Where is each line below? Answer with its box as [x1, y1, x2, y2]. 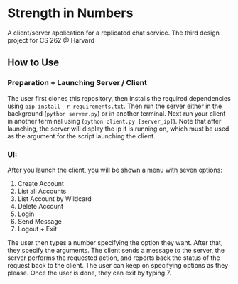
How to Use [7, 57, 60, 69]
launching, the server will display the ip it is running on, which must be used [7, 124, 229, 133]
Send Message [17, 217, 62, 225]
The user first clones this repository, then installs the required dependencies [7, 94, 231, 102]
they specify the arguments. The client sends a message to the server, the [7, 246, 225, 254]
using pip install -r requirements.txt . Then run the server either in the [7, 102, 222, 110]
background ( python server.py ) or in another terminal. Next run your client [7, 109, 226, 118]
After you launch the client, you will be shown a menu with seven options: [7, 165, 222, 174]
